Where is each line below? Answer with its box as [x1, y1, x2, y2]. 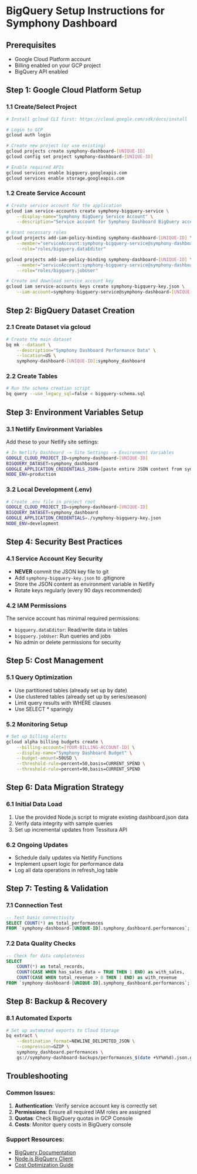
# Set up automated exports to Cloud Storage [6, 1028, 119, 1033]
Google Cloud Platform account [14, 56, 91, 62]
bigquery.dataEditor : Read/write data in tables [14, 626, 128, 633]
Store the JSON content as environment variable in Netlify [14, 581, 155, 588]
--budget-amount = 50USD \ [16, 755, 77, 761]
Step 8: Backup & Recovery [6, 996, 107, 1006]
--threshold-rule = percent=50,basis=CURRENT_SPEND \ [16, 761, 145, 767]
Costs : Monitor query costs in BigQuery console [14, 1120, 132, 1128]
